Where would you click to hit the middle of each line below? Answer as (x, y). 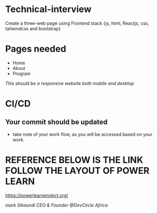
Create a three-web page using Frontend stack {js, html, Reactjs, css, (77, 23)
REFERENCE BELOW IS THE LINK (74, 160)
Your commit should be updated (56, 122)
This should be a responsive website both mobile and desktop (70, 83)
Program (22, 74)
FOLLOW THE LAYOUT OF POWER (77, 171)
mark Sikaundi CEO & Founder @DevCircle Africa (57, 205)
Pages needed (36, 49)
